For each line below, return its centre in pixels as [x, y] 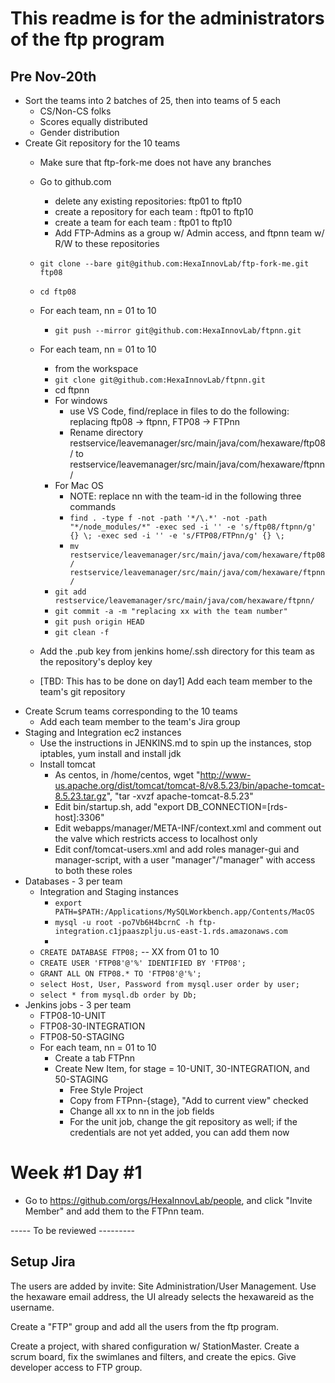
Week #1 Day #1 [76, 1173]
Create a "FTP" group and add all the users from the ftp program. [144, 1326]
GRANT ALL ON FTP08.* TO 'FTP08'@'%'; [120, 974]
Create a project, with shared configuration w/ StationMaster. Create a [155, 1346]
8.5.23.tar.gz [80, 796]
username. [32, 1307]
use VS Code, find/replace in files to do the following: [179, 411]
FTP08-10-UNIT [73, 1015]
